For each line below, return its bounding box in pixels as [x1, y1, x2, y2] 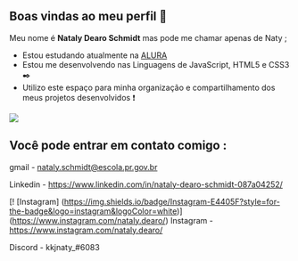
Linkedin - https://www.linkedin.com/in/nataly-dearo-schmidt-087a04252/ [9, 179, 284, 190]
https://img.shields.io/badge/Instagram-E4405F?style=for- [63, 196, 281, 207]
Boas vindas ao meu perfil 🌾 [9, 9, 168, 24]
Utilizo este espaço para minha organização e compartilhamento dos [21, 82, 276, 93]
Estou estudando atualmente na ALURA [21, 50, 168, 61]
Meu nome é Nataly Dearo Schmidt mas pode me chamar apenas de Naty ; [9, 32, 287, 43]
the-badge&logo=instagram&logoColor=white [9, 206, 178, 216]
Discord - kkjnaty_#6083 [9, 241, 100, 252]
